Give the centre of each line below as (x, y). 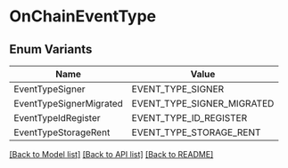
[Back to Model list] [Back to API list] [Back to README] (111, 154)
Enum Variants (51, 49)
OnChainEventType (83, 16)
